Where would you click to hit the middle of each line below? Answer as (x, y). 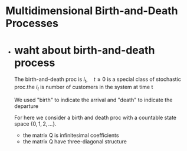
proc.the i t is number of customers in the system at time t (83, 88)
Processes (32, 23)
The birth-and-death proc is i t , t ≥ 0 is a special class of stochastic (97, 80)
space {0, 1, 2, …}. (35, 124)
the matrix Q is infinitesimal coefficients (71, 135)
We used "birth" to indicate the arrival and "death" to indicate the (93, 100)
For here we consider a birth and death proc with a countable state (95, 117)
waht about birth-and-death (84, 50)
